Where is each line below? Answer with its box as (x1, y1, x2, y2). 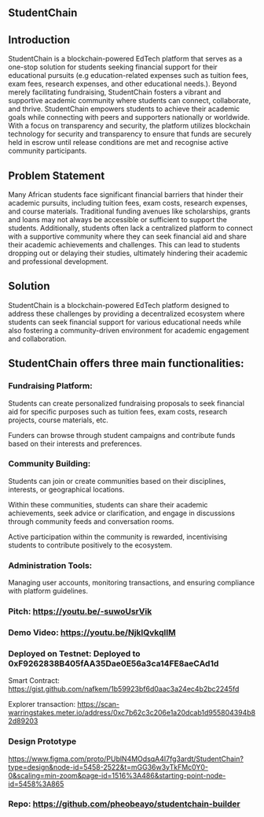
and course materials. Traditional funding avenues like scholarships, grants (8, 206, 251, 216)
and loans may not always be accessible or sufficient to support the (8, 215, 228, 225)
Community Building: (8, 459, 91, 470)
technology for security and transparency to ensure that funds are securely (8, 129, 252, 139)
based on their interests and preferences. (8, 439, 142, 448)
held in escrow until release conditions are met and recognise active (8, 138, 229, 147)
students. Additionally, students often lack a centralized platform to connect (8, 224, 253, 233)
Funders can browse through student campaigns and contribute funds (8, 430, 236, 440)
